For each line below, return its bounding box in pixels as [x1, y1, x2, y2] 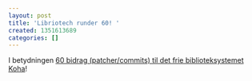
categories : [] [8, 33, 59, 42]
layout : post [8, 11, 52, 20]
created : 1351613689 [8, 26, 78, 34]
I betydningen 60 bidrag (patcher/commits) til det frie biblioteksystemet [8, 56, 244, 65]
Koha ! [8, 64, 28, 74]
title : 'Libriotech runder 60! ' [8, 19, 120, 27]
